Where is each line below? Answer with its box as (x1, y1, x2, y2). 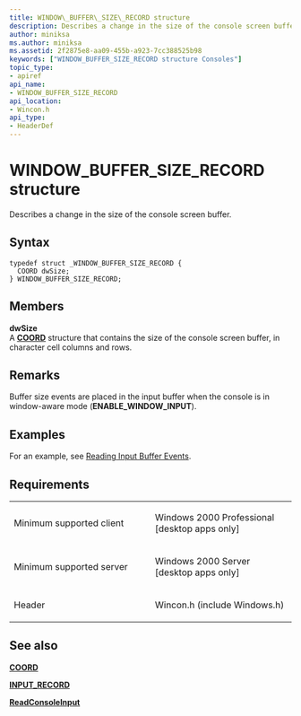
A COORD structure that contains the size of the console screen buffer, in (9, 332, 280, 343)
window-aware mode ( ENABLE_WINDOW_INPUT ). (9, 401, 197, 412)
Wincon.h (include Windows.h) (155, 598, 285, 611)
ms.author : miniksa (9, 38, 82, 48)
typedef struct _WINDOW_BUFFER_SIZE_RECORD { (9, 258, 182, 267)
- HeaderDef (9, 122, 54, 131)
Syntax (9, 235, 50, 250)
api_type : (9, 113, 47, 122)
